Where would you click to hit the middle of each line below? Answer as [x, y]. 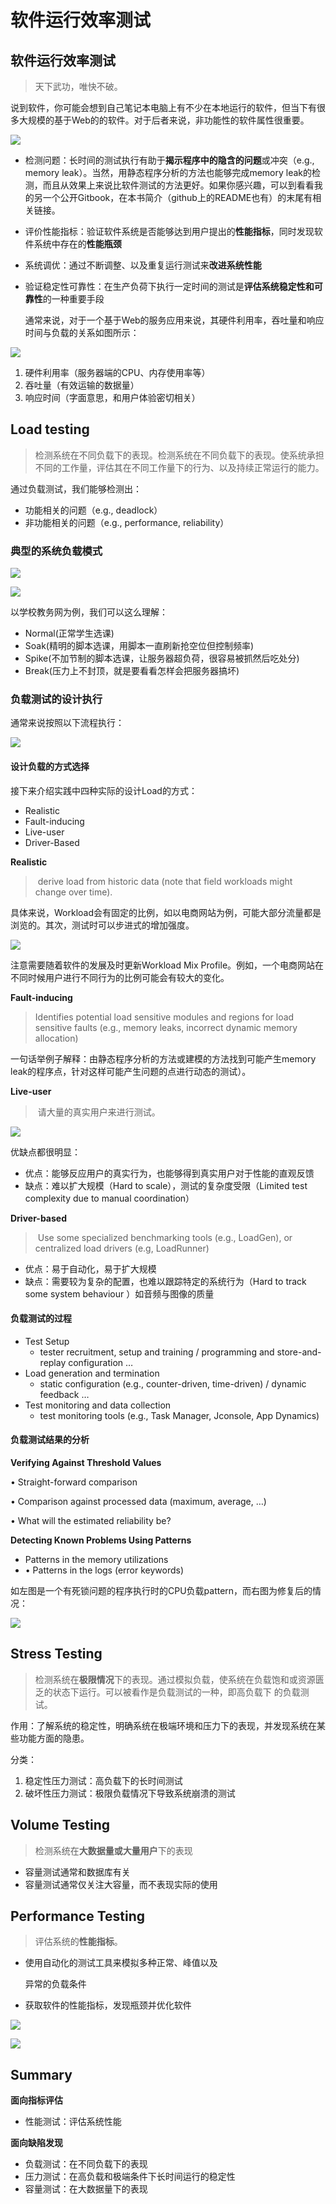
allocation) [56, 1038]
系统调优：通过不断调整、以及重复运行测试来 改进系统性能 [143, 265]
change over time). [73, 892]
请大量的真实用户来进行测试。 [99, 1112]
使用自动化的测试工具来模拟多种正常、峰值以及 [121, 1963]
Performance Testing [78, 1916]
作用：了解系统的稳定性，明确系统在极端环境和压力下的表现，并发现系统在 [163, 1725]
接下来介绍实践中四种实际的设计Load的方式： [104, 790]
